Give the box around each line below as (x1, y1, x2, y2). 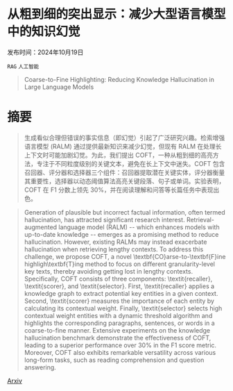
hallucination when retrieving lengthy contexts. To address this (24, 244, 204, 253)
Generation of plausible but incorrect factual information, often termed (24, 208, 225, 216)
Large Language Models (24, 83, 94, 91)
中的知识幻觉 (7, 24, 81, 40)
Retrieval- (186, 215, 215, 224)
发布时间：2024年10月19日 (7, 48, 84, 56)
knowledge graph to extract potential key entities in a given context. (24, 289, 218, 297)
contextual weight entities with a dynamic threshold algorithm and (24, 311, 213, 319)
